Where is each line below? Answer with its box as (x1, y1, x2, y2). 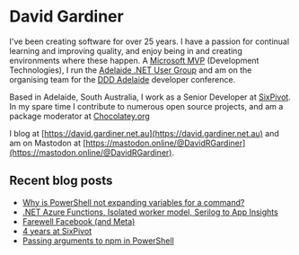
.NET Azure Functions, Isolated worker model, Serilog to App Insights (22, 207, 278, 217)
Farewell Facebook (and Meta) (22, 215, 136, 226)
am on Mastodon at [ (9, 137, 87, 148)
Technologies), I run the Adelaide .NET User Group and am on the (9, 65, 252, 75)
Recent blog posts (9, 173, 113, 189)
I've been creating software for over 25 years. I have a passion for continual (9, 36, 290, 47)
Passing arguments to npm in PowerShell (22, 235, 175, 246)
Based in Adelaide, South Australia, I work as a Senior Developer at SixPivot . (9, 92, 292, 102)
